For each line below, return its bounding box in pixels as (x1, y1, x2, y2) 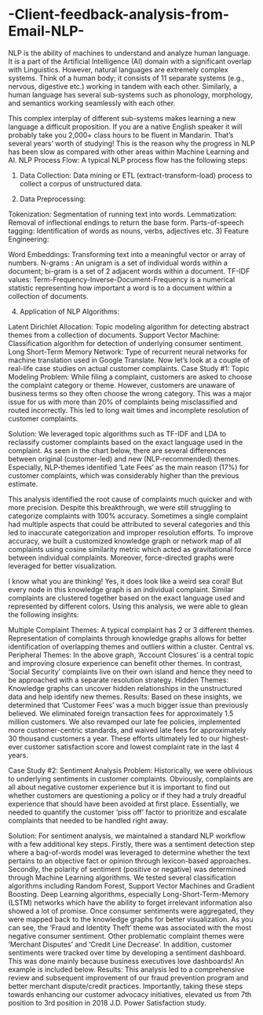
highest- (221, 734, 250, 743)
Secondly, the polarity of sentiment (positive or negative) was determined (8, 864, 246, 873)
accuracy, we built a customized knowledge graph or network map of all (8, 536, 242, 546)
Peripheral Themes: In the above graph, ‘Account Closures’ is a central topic (8, 650, 254, 660)
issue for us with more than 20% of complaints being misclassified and (8, 397, 238, 406)
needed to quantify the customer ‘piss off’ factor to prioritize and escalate (8, 807, 247, 817)
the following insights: (8, 609, 79, 619)
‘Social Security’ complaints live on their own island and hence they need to (8, 667, 253, 676)
